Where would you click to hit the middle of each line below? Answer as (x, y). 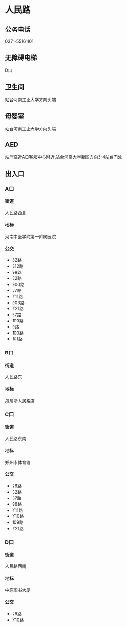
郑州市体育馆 (18, 462)
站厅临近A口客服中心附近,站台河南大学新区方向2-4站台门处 (63, 157)
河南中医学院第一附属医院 (30, 236)
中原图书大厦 (18, 590)
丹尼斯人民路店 (20, 401)
